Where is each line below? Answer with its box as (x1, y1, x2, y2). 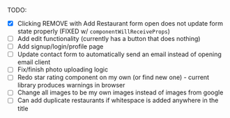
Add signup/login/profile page (17, 42, 104, 51)
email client (17, 58, 51, 67)
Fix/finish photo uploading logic (17, 65, 109, 74)
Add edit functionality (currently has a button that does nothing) (17, 35, 201, 43)
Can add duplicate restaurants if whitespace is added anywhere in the (17, 96, 219, 105)
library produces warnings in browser (17, 81, 125, 90)
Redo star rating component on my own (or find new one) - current (17, 73, 210, 82)
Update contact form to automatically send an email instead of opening (17, 50, 222, 58)
